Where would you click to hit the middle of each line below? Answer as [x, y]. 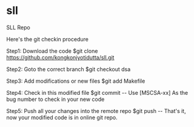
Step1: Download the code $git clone [52, 51]
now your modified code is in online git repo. [62, 117]
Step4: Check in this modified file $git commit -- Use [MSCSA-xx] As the [97, 92]
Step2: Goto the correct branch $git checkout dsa [69, 69]
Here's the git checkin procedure [48, 39]
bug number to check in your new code [55, 99]
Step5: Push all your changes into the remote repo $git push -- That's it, [96, 111]
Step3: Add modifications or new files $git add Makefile [76, 81]
